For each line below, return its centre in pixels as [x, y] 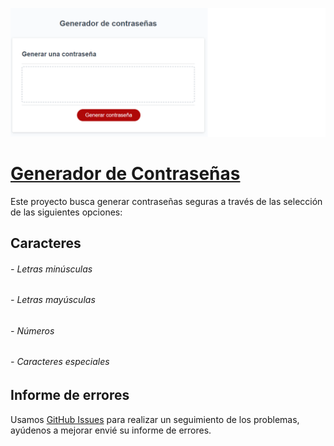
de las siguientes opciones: [66, 212]
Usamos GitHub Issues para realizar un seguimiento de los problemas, [155, 419]
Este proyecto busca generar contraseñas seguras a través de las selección [166, 201]
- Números [32, 330]
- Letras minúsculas [51, 269]
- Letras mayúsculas [53, 300]
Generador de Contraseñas [125, 173]
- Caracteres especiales [60, 362]
